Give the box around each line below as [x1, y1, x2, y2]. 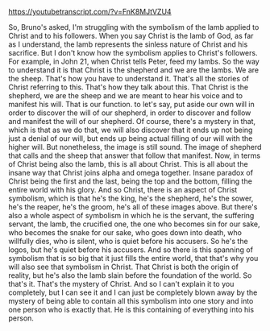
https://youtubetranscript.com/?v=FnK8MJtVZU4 [8, 7, 172, 16]
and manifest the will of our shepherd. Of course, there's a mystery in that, [8, 117, 256, 126]
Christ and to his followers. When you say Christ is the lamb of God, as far [8, 31, 254, 40]
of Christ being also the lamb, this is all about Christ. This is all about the [8, 159, 248, 168]
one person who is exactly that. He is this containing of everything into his [8, 305, 255, 314]
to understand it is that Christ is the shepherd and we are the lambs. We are [8, 65, 260, 75]
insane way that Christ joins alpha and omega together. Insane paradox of [8, 168, 254, 177]
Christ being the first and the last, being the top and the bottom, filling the [8, 176, 252, 186]
